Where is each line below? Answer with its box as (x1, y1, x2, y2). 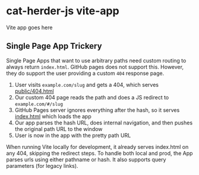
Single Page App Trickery (6, 41, 102, 51)
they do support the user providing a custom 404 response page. (6, 70, 165, 77)
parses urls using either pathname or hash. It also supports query (6, 156, 166, 163)
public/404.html (14, 87, 55, 95)
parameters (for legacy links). (6, 162, 78, 169)
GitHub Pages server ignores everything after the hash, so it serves (14, 106, 180, 114)
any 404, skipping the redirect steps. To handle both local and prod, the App (6, 149, 193, 157)
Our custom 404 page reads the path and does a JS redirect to (14, 93, 169, 101)
